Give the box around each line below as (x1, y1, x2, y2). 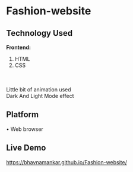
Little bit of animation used (6, 86, 71, 93)
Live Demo (6, 143, 46, 153)
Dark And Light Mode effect (6, 93, 74, 99)
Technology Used (6, 28, 73, 38)
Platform (6, 109, 39, 120)
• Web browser (6, 125, 43, 133)
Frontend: (6, 44, 31, 51)
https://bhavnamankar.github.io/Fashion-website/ (6, 158, 128, 165)
